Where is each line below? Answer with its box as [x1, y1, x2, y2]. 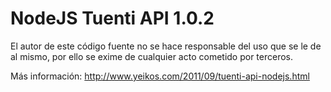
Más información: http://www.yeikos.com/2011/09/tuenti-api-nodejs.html [10, 70, 310, 82]
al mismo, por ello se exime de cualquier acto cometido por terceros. [10, 50, 294, 62]
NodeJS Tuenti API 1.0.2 [10, 7, 215, 30]
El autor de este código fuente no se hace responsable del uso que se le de [10, 40, 322, 52]
